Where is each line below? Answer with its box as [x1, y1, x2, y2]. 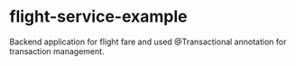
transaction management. [9, 45, 106, 56]
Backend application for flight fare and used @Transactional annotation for [9, 36, 287, 47]
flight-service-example [9, 6, 188, 27]
